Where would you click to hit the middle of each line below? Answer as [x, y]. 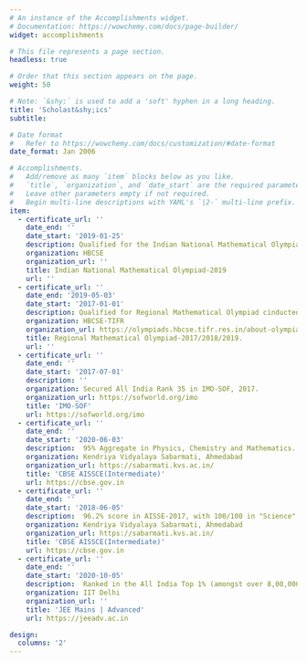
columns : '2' [42, 643]
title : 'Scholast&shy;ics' [61, 110]
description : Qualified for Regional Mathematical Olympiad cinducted [163, 313]
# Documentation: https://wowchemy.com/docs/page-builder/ [124, 26]
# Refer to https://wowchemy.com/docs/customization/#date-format [143, 143]
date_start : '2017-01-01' [75, 304]
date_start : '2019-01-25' [75, 236]
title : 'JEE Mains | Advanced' [85, 609]
